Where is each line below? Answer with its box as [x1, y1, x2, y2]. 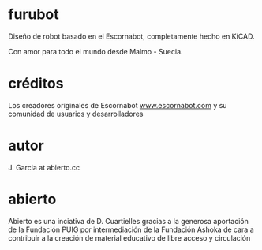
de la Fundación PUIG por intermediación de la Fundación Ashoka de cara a [8, 225, 254, 234]
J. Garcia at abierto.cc [8, 162, 80, 172]
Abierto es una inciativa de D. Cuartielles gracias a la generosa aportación [8, 216, 249, 226]
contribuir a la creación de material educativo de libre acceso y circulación [8, 233, 251, 242]
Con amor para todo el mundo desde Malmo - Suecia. [8, 47, 183, 56]
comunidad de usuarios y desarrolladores [8, 109, 144, 118]
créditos [8, 75, 64, 92]
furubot [8, 6, 59, 24]
